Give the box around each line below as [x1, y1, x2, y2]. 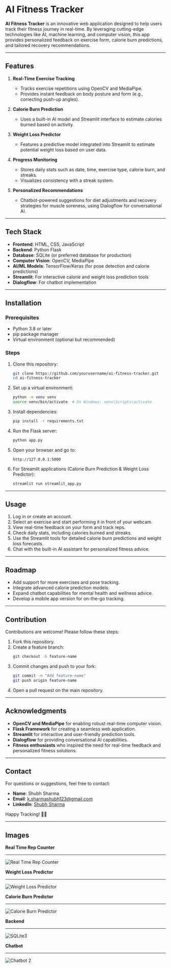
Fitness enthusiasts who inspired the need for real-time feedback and [12, 742, 161, 748]
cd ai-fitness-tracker [12, 376, 61, 381]
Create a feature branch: [12, 644, 65, 650]
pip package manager [12, 331, 59, 337]
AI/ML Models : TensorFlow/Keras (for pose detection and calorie [12, 263, 150, 269]
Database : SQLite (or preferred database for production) [12, 252, 132, 258]
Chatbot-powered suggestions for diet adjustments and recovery [20, 197, 157, 203]
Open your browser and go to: [12, 447, 76, 453]
